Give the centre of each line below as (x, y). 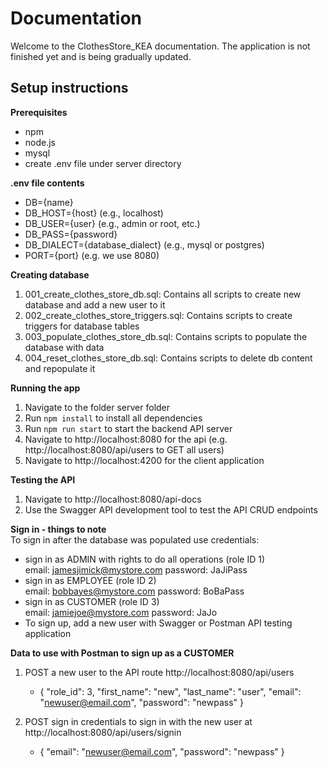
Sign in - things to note (58, 529)
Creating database (50, 274)
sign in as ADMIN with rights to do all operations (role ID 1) (145, 559)
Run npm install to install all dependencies (113, 418)
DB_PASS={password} (71, 234)
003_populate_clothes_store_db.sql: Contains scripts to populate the (166, 336)
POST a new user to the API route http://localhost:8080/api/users (159, 672)
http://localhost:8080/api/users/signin (103, 732)
